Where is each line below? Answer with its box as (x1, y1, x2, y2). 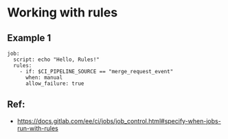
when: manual (25, 74, 63, 81)
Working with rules (7, 5, 118, 21)
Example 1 (7, 32, 52, 44)
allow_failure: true (25, 80, 84, 87)
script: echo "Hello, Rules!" (13, 56, 100, 63)
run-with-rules (16, 124, 58, 132)
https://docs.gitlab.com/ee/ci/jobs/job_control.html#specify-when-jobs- (16, 116, 221, 125)
